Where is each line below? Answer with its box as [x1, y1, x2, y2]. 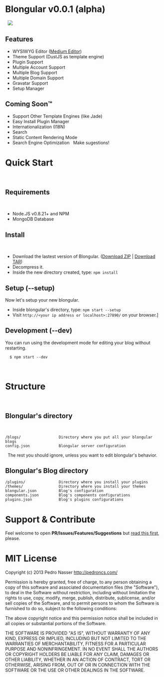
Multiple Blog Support [12, 69, 57, 75]
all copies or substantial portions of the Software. [5, 621, 106, 627]
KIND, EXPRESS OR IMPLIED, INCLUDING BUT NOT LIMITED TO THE [5, 636, 147, 642]
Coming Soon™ [5, 100, 52, 108]
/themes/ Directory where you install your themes [5, 484, 146, 489]
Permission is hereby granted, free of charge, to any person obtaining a [5, 579, 152, 585]
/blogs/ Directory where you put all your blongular [5, 435, 153, 440]
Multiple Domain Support [12, 75, 64, 81]
